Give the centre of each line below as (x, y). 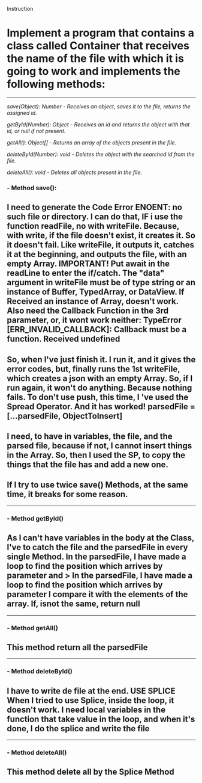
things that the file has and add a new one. (88, 465)
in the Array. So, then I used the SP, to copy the (96, 455)
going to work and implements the (94, 71)
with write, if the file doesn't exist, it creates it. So (101, 236)
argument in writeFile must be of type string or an (101, 283)
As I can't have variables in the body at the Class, (100, 538)
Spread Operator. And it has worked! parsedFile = (101, 407)
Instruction (20, 9)
